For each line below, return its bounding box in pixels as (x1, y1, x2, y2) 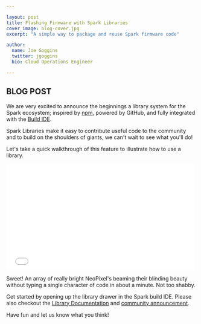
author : (6, 42, 26, 48)
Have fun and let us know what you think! (6, 311, 109, 318)
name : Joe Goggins (11, 48, 59, 54)
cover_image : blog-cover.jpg (6, 25, 80, 31)
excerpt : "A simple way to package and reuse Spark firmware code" (6, 31, 180, 37)
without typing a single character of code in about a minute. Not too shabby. (6, 281, 196, 288)
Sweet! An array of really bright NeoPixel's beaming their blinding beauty (6, 274, 188, 282)
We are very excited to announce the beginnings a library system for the (6, 102, 186, 109)
